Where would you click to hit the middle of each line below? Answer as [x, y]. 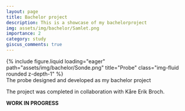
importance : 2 [24, 34]
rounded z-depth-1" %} [35, 74]
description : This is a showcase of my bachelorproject [76, 22]
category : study [26, 39]
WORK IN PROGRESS [33, 103]
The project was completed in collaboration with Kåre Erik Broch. [85, 92]
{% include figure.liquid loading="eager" [56, 61]
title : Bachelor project [37, 17]
